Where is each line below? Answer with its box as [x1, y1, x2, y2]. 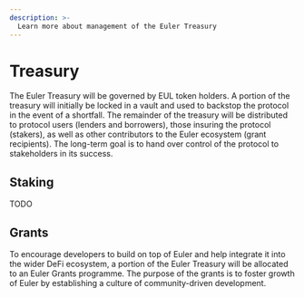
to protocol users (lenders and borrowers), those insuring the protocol [9, 120, 271, 130]
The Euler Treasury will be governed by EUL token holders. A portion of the [9, 91, 290, 101]
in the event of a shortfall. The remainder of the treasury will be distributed [9, 110, 289, 120]
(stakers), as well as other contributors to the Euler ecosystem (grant [9, 129, 267, 140]
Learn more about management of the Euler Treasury [17, 22, 218, 31]
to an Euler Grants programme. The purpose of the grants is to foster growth [9, 268, 295, 279]
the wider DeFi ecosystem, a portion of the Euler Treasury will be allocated [9, 259, 289, 270]
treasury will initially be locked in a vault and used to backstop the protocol [9, 101, 289, 111]
